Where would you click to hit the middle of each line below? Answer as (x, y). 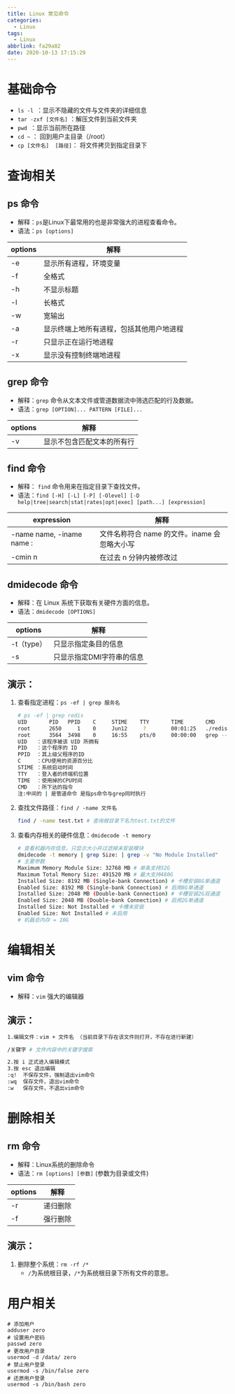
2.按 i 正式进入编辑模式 (38, 1062)
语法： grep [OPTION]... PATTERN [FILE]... (80, 409)
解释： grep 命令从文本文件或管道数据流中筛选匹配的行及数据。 (107, 400)
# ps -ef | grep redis (50, 716)
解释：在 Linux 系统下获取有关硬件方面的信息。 (85, 603)
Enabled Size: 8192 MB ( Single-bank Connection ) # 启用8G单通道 (111, 888)
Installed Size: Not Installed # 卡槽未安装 (81, 907)
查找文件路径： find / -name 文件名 (67, 807)
